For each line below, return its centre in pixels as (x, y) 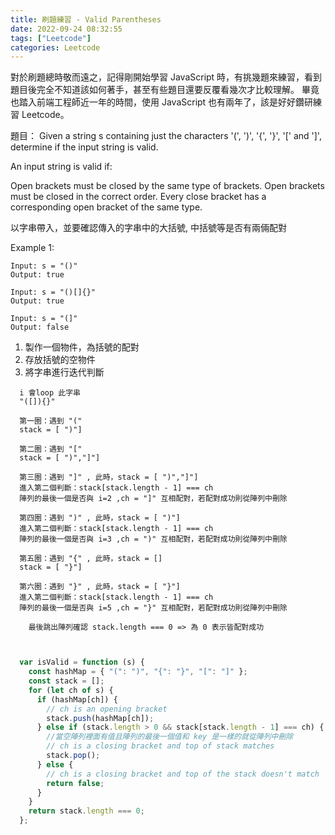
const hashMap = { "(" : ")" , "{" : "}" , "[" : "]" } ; (138, 672)
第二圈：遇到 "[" (51, 449)
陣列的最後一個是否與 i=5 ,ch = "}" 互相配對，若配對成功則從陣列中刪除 (153, 608)
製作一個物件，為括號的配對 (82, 347)
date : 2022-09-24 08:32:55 (66, 29)
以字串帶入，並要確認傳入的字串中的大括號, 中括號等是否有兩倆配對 (148, 228)
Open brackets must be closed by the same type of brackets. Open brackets (167, 186)
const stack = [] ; (66, 681)
